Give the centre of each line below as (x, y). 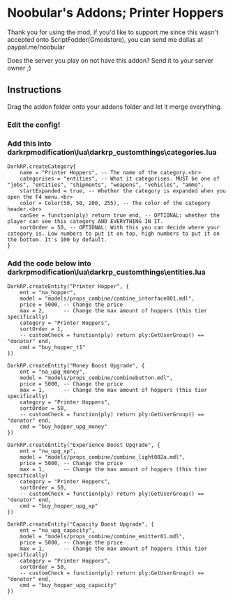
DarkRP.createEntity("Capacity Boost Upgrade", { (81, 524)
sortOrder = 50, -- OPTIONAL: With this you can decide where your (120, 227)
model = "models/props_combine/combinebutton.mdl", (96, 378)
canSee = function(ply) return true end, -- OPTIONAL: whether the (120, 215)
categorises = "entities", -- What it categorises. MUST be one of (120, 178)
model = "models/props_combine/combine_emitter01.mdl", (103, 537)
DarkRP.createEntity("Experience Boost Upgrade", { (84, 445)
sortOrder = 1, (42, 329)
